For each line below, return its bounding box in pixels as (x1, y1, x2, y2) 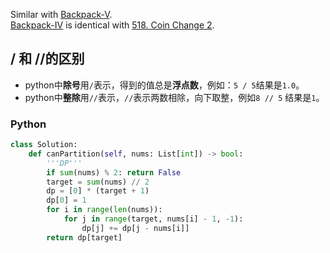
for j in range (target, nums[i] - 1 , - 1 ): (63, 214, 244, 224)
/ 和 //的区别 (10, 50, 85, 68)
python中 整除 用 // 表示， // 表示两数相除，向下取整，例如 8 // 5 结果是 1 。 (24, 91, 325, 103)
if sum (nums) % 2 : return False (46, 167, 182, 178)
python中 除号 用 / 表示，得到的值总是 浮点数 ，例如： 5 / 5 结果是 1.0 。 (24, 79, 305, 91)
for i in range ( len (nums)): (46, 205, 163, 215)
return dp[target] (46, 232, 123, 243)
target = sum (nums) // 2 (46, 177, 150, 187)
